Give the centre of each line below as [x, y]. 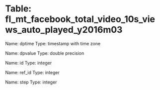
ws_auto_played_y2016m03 [64, 30]
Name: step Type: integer [31, 82]
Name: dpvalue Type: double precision [45, 53]
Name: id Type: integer [29, 63]
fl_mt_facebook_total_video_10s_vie [80, 19]
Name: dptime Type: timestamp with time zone [53, 43]
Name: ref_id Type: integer [32, 72]
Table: [18, 9]
